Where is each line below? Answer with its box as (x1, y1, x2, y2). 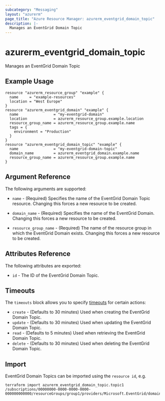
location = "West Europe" (9, 99, 63, 104)
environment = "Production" (14, 129, 71, 134)
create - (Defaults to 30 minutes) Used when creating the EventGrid (12, 309, 150, 315)
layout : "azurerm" (5, 12, 43, 17)
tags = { (9, 125, 27, 130)
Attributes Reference (5, 250, 71, 258)
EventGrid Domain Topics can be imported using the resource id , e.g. (5, 373, 146, 379)
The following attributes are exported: (5, 263, 82, 268)
